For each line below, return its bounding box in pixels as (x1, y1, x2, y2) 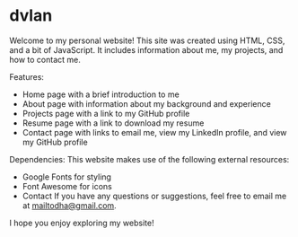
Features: (9, 71, 45, 82)
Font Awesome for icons (22, 180, 112, 191)
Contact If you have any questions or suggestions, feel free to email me (22, 190, 287, 201)
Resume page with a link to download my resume (22, 118, 205, 128)
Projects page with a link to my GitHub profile (22, 108, 190, 118)
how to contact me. (9, 54, 81, 65)
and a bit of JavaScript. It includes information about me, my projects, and (9, 44, 284, 55)
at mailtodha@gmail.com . (22, 199, 117, 211)
